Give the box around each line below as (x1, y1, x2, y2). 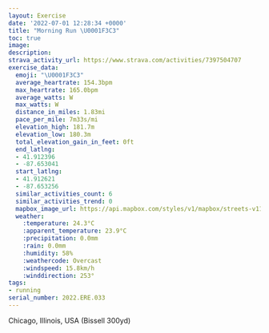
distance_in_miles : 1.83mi (15, 109, 106, 117)
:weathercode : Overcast (22, 256, 102, 264)
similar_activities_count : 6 (15, 189, 113, 198)
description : (8, 49, 52, 57)
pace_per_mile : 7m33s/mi (15, 116, 98, 124)
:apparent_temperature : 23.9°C (22, 227, 127, 236)
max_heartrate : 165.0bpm (15, 85, 98, 94)
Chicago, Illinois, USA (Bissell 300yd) (8, 315, 131, 325)
